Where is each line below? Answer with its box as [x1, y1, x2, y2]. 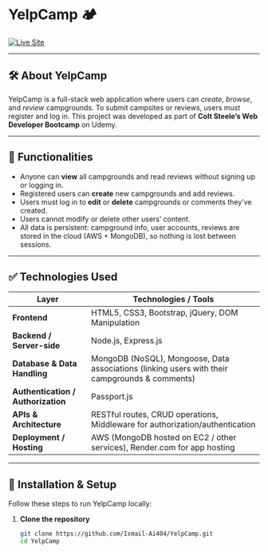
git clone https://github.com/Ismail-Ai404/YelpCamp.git [19, 530, 214, 538]
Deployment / [12, 432, 65, 443]
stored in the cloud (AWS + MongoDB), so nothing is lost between [19, 231, 237, 240]
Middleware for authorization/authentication [91, 419, 256, 431]
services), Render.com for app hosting [91, 442, 235, 453]
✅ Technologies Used [8, 270, 118, 284]
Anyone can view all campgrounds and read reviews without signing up [19, 172, 255, 181]
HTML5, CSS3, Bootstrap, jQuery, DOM [91, 308, 238, 319]
